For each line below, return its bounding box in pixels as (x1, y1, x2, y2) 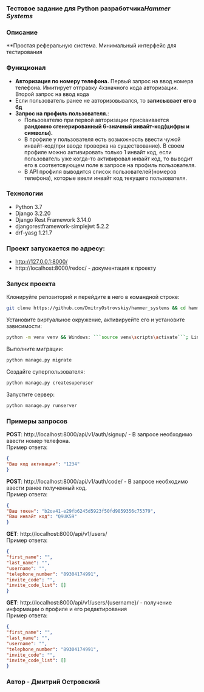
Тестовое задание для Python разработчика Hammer (6, 4, 171, 13)
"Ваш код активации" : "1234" (6, 461, 80, 467)
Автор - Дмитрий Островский (6, 677, 100, 686)
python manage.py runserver (6, 402, 78, 408)
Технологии (6, 190, 44, 198)
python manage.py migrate (6, 357, 72, 363)
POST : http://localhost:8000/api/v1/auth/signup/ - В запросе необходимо (6, 431, 192, 438)
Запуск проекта (6, 279, 56, 288)
